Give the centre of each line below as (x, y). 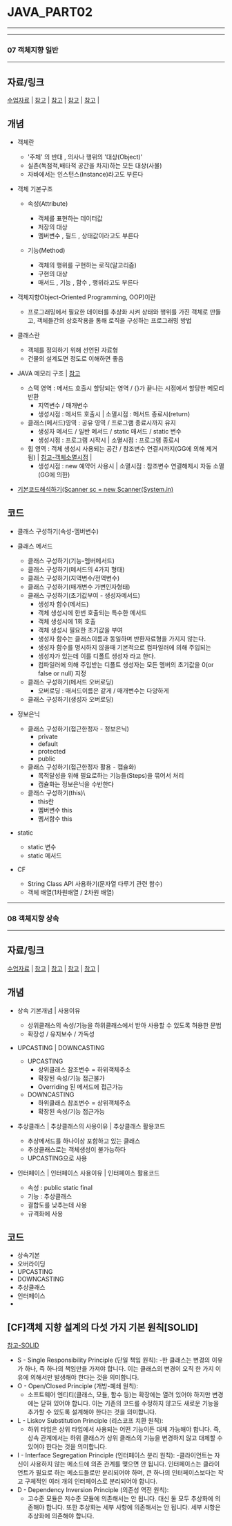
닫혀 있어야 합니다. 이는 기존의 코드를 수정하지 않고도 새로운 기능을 (130, 1403)
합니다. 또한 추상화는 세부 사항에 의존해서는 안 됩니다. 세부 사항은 (133, 1507)
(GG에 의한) (54, 474)
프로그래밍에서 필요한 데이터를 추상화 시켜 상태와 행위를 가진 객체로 (118, 312)
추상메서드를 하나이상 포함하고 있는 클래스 (84, 1141)
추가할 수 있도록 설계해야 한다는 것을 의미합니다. (92, 1412)
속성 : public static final (60, 1187)
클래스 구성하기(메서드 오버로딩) (70, 682)
